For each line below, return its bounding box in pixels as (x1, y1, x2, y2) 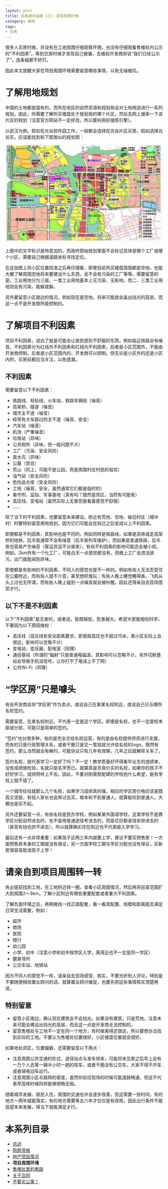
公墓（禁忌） (12, 460, 39, 466)
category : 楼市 (5, 19, 35, 24)
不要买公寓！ (12, 1178, 39, 1185)
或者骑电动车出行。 (12, 1068, 52, 1074)
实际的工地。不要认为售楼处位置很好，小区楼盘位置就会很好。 (16, 1034, 144, 1040)
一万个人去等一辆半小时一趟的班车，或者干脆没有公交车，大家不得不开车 (12, 1062, 161, 1068)
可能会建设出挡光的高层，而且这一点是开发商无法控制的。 (16, 1022, 135, 1028)
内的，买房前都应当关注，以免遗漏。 (5, 357, 80, 363)
